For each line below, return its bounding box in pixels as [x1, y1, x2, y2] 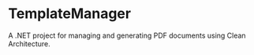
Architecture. [8, 38, 51, 48]
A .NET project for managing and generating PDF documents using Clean [8, 31, 246, 40]
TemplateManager [8, 5, 132, 23]
